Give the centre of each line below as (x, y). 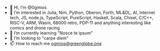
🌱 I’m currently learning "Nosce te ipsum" (51, 33)
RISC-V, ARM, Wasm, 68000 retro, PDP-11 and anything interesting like (80, 23)
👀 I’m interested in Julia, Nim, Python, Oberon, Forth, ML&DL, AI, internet (82, 13)
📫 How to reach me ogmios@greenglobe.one (56, 44)
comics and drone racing (35, 28)
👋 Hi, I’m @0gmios (28, 7)
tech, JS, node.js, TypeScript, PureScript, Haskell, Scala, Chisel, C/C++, (81, 18)
